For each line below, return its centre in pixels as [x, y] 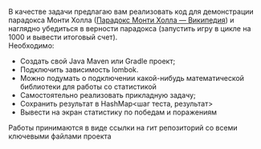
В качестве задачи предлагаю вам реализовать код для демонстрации [131, 12]
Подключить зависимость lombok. [79, 70]
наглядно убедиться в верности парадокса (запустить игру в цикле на [130, 28]
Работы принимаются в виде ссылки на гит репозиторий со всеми [123, 128]
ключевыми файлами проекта [60, 136]
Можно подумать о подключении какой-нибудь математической [132, 78]
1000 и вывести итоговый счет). [63, 37]
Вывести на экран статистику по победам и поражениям [118, 112]
